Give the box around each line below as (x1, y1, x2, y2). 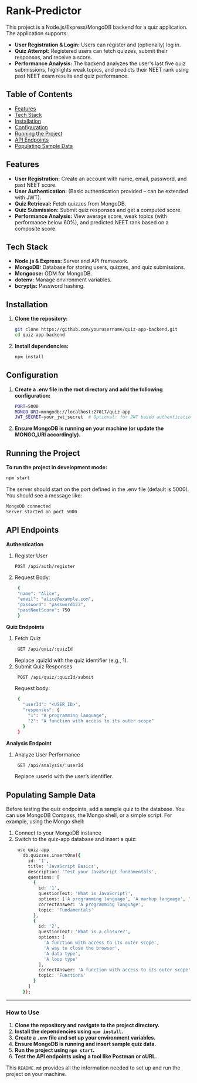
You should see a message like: (6, 492, 82, 499)
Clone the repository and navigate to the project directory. (14, 1022, 160, 1029)
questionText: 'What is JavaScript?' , (38, 891, 133, 897)
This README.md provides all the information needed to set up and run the (6, 1064, 181, 1071)
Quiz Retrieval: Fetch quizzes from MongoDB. (14, 200, 127, 207)
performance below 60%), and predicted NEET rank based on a (14, 218, 169, 226)
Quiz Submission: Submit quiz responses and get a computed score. (14, 206, 182, 213)
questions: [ (28, 874, 60, 880)
